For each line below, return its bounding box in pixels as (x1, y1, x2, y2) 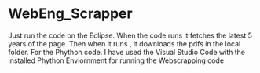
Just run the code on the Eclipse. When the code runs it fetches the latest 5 (8, 31, 253, 40)
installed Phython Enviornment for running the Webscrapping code (8, 56, 225, 65)
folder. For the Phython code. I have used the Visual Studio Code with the (8, 47, 246, 57)
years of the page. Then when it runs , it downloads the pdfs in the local (8, 38, 241, 48)
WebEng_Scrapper (8, 5, 133, 23)
